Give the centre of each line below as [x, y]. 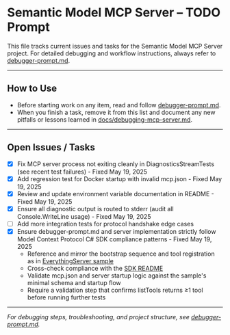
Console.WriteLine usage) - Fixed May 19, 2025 [84, 216]
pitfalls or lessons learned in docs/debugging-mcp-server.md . [105, 119]
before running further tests [66, 297]
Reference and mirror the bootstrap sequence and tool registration [121, 254]
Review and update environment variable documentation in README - [115, 193]
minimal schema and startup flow [74, 282]
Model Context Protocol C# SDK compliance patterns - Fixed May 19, [114, 239]
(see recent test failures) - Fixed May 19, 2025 [82, 172]
